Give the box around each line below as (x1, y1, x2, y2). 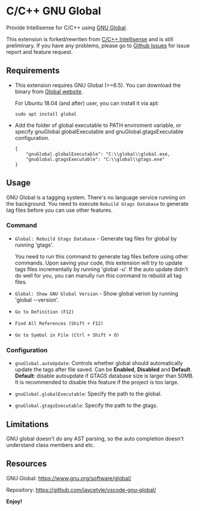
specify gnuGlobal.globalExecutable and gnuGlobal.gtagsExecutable (14, 127, 184, 135)
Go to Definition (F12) (14, 309, 75, 315)
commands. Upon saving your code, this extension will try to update (14, 259, 183, 266)
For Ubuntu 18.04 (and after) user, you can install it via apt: (14, 99, 159, 107)
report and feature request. (6, 48, 73, 55)
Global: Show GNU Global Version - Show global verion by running (14, 290, 179, 297)
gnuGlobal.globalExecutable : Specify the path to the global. (14, 390, 162, 397)
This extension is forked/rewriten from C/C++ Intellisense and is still (6, 35, 174, 42)
